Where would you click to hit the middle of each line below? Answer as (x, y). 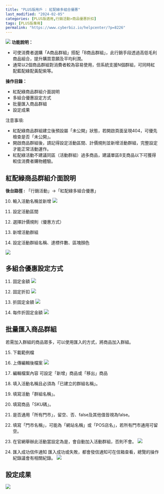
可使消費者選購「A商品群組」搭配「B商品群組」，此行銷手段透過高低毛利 (85, 53)
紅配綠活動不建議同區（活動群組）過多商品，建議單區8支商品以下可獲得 (84, 155)
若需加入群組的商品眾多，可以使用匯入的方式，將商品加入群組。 (69, 342)
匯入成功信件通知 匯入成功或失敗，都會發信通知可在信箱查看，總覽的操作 (86, 452)
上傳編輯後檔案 (27, 363)
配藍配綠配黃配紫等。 (34, 71)
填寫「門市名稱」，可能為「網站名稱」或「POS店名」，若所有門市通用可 (83, 425)
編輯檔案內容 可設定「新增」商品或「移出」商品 (60, 373)
